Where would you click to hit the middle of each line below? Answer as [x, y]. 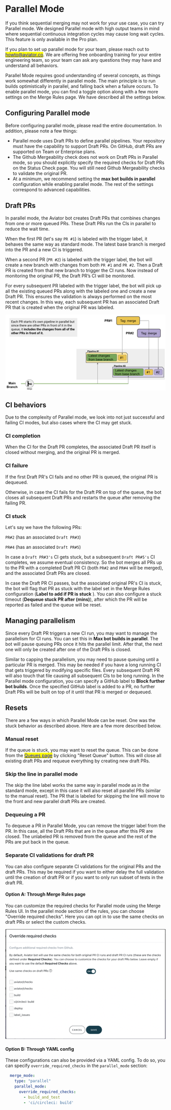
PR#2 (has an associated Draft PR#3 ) [43, 537]
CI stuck [16, 516]
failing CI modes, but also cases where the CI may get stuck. [69, 423]
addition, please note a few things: [41, 131]
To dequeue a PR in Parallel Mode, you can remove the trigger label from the [85, 826]
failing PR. [16, 503]
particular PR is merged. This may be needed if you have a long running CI [83, 665]
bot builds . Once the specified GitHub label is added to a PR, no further [80, 686]
